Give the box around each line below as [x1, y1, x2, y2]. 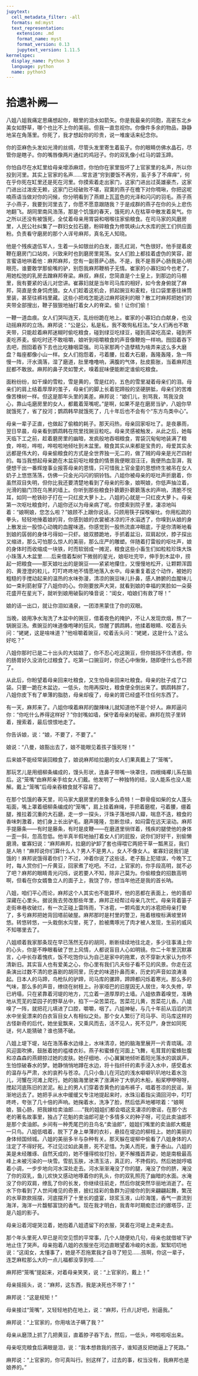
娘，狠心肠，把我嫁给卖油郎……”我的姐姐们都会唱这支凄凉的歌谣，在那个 [6, 1106, 183, 1113]
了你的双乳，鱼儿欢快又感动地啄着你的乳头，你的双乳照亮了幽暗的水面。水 [6, 1172, 187, 1179]
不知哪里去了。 [6, 926, 42, 933]
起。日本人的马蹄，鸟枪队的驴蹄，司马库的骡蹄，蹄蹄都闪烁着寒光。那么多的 [6, 976, 192, 983]
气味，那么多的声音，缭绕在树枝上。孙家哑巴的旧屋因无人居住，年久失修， [6, 983, 187, 990]
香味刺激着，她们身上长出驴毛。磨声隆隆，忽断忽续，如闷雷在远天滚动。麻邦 [6, 818, 192, 825]
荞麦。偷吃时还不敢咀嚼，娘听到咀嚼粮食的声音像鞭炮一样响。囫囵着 [16, 336, 181, 344]
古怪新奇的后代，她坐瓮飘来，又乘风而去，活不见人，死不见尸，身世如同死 [6, 1020, 187, 1027]
